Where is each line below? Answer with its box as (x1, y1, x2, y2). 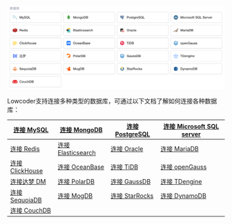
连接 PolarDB (57, 177, 95, 185)
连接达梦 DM (10, 177, 46, 185)
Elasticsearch (57, 149, 96, 157)
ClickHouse (10, 167, 43, 175)
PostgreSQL (115, 130, 151, 138)
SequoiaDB (10, 196, 42, 204)
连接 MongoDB (59, 126, 103, 134)
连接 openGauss (160, 163, 207, 171)
